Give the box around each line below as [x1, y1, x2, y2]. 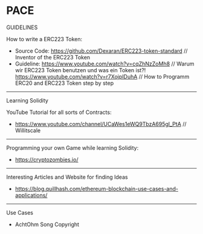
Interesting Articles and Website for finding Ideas [6, 173, 128, 181]
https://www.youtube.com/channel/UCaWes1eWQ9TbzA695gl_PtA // [14, 120, 187, 127]
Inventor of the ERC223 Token [14, 53, 91, 61]
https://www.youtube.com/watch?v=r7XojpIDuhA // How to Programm [14, 73, 190, 80]
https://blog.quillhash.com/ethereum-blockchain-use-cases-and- [14, 185, 178, 192]
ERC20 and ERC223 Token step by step [14, 79, 114, 87]
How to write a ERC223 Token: [6, 35, 83, 42]
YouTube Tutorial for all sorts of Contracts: [6, 109, 112, 116]
